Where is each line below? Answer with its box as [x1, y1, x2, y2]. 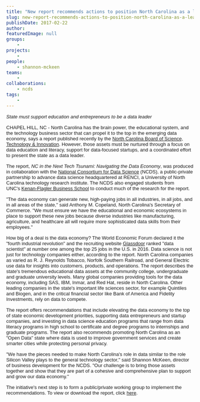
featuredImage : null [6, 31, 58, 37]
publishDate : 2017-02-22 [6, 20, 68, 26]
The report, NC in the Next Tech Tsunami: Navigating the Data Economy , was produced [6, 163, 193, 169]
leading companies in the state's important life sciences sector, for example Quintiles [6, 285, 187, 291]
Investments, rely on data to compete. [6, 296, 87, 302]
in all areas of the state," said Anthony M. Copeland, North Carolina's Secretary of [6, 202, 181, 208]
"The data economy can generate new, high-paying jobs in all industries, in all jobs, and [6, 196, 193, 202]
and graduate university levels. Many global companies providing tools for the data [6, 274, 183, 280]
